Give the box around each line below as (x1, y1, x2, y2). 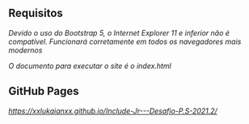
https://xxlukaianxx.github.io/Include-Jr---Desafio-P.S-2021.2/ (8, 105, 218, 116)
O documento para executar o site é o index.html (8, 61, 171, 71)
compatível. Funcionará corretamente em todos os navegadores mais (8, 36, 242, 46)
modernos (8, 45, 43, 55)
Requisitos (8, 6, 63, 20)
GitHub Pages (8, 84, 79, 98)
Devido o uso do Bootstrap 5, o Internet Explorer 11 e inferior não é (8, 28, 230, 37)
